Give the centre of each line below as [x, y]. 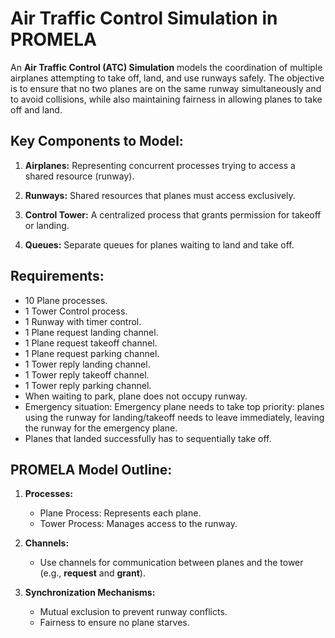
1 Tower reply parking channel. [88, 385]
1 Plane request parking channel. [92, 353]
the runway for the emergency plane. [101, 428]
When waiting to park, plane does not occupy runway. [136, 396]
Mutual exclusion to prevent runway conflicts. [133, 612]
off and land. [36, 109]
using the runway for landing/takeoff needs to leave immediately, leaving [174, 417]
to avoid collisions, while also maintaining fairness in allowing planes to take [166, 99]
